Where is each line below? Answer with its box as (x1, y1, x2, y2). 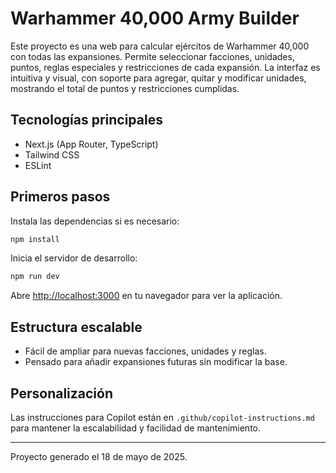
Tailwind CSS (24, 148, 80, 161)
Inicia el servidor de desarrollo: (10, 252, 138, 264)
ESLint (24, 159, 52, 171)
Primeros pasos (10, 188, 111, 206)
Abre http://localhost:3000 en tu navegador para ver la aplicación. (10, 290, 283, 302)
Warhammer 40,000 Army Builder (10, 7, 300, 30)
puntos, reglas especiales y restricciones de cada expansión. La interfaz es (10, 61, 321, 73)
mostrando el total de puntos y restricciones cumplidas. (10, 82, 240, 94)
